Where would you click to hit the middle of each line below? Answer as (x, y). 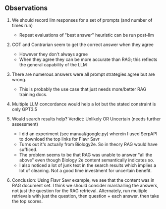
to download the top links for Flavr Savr (59, 139)
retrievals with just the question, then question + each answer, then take (85, 196)
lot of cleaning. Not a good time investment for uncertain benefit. (85, 170)
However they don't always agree (54, 54)
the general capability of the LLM (53, 64)
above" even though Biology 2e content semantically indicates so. (87, 160)
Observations (26, 8)
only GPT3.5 (25, 109)
